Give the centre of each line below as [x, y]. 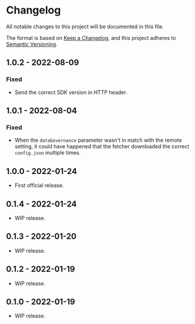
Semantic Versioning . [32, 44]
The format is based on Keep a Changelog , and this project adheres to [91, 38]
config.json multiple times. [48, 153]
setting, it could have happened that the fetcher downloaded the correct [102, 146]
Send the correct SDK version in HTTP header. [71, 92]
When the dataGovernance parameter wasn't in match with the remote [98, 140]
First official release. [39, 185]
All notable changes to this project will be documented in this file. [85, 26]
